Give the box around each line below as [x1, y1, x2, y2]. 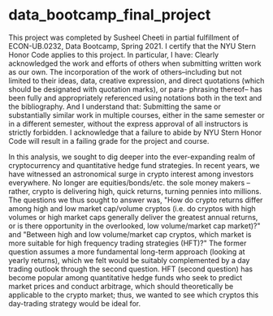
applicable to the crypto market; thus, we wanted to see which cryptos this [8, 290, 259, 300]
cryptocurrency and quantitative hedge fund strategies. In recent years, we [8, 160, 260, 170]
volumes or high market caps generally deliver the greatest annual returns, [8, 212, 258, 222]
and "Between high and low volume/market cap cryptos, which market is [8, 229, 252, 239]
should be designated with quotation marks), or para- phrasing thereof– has [8, 84, 262, 94]
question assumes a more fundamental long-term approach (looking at [8, 246, 245, 257]
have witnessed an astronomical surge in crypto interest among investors [8, 169, 254, 179]
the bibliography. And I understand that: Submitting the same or [8, 102, 221, 111]
